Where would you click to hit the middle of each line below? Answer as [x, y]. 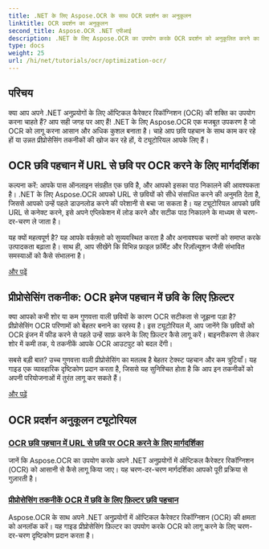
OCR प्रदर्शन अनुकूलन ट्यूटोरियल [72, 420]
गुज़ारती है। [23, 479]
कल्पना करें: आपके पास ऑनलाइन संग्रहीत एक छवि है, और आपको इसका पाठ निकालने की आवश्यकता [134, 185]
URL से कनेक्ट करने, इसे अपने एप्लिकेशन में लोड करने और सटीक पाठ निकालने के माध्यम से [125, 212]
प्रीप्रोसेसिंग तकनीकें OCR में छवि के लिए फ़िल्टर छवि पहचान [94, 500]
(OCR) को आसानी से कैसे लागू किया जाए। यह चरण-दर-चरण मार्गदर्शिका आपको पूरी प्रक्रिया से [128, 469]
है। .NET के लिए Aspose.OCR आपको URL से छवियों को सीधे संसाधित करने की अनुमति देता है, [134, 194]
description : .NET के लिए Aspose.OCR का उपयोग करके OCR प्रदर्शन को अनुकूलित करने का [134, 38]
